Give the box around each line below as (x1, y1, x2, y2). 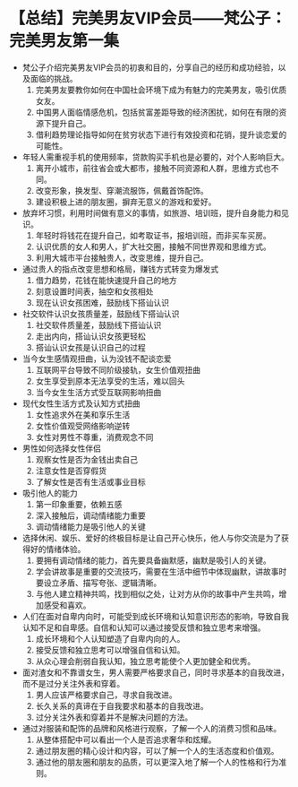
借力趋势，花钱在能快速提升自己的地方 (35, 274, 177, 285)
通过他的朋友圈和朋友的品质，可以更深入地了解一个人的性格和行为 (35, 757, 279, 767)
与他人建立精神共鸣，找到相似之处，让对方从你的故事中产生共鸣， (35, 588, 279, 599)
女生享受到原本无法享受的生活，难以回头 (35, 376, 185, 386)
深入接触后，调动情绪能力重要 (35, 510, 146, 521)
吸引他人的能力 (21, 488, 78, 498)
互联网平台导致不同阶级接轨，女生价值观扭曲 (35, 364, 201, 375)
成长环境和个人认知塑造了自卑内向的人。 (35, 633, 185, 644)
